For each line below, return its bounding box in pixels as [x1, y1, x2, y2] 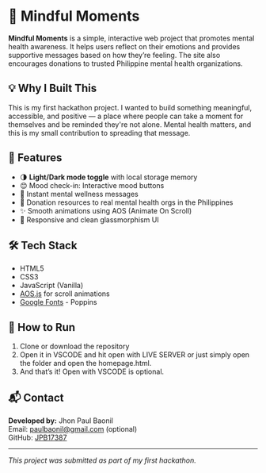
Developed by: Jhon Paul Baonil [8, 416, 113, 425]
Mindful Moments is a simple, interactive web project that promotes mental [8, 33, 255, 43]
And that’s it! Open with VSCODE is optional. [19, 367, 165, 376]
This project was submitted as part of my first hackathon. [8, 456, 196, 465]
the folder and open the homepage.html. [19, 359, 152, 368]
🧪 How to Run [8, 321, 76, 334]
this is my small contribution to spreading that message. [8, 128, 191, 137]
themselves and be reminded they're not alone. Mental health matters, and [8, 119, 252, 129]
